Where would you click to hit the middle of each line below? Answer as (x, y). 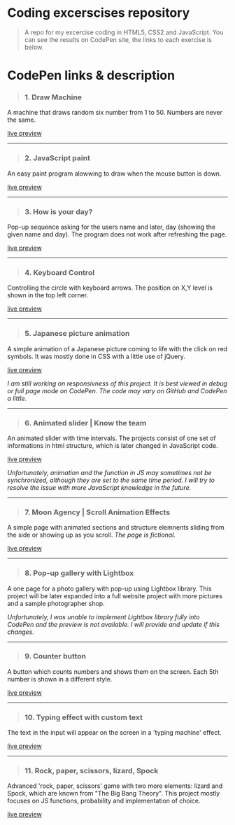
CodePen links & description (91, 76)
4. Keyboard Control (59, 272)
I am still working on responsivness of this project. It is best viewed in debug (117, 383)
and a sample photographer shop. (56, 603)
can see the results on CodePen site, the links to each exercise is (118, 39)
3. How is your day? (58, 211)
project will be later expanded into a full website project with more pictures (115, 595)
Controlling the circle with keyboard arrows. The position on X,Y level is (110, 288)
